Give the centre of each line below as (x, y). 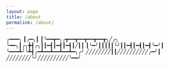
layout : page (22, 11)
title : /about (24, 17)
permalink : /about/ (30, 22)
